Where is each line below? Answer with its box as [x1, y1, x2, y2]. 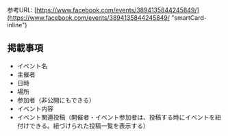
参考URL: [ [7, 6, 37, 14]
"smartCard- [170, 14, 207, 22]
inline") [7, 21, 27, 29]
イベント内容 [16, 105, 53, 113]
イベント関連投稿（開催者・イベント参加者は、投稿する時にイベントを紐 [16, 113, 221, 121]
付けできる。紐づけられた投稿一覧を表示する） [16, 122, 149, 130]
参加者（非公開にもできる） [16, 96, 95, 104]
